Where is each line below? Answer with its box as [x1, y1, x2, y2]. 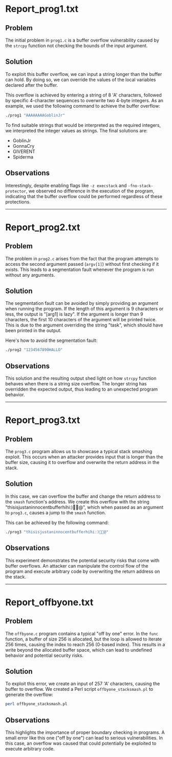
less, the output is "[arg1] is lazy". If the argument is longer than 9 [5, 311, 143, 317]
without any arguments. [5, 271, 55, 278]
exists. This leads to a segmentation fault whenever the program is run [5, 266, 154, 273]
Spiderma [12, 153, 34, 160]
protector [5, 188, 27, 194]
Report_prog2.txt [5, 221, 80, 233]
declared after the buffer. [5, 82, 58, 88]
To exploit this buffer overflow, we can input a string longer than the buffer [5, 71, 162, 77]
